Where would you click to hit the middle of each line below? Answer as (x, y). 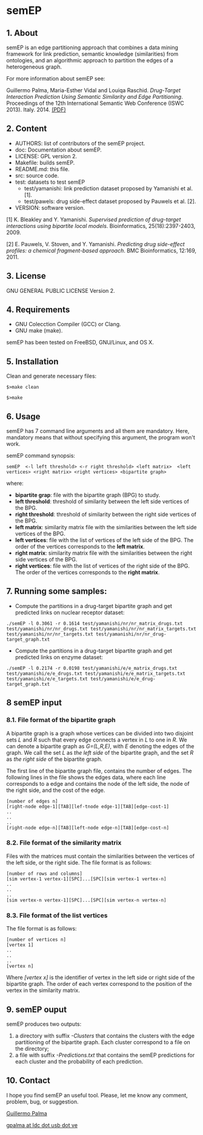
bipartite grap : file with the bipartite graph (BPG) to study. (88, 495)
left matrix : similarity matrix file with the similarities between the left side (106, 527)
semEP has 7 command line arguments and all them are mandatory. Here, (98, 431)
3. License (26, 276)
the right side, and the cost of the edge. (56, 790)
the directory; (32, 1048)
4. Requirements (38, 310)
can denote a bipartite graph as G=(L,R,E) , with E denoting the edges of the (100, 746)
